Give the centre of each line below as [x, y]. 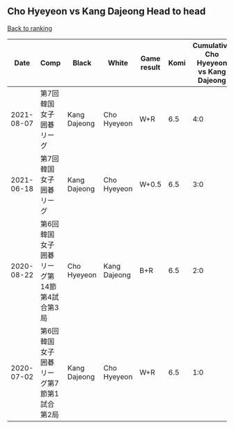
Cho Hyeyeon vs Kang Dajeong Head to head [107, 11]
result [150, 67]
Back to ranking [30, 28]
